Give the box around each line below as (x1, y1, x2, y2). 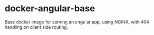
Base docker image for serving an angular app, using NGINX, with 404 (4, 19, 150, 25)
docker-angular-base (4, 3, 95, 14)
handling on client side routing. (4, 24, 68, 30)
